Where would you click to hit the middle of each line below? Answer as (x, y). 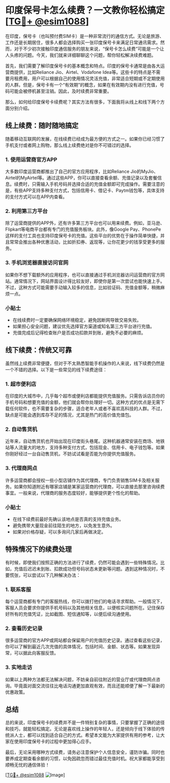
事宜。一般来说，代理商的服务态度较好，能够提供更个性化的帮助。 (74, 493)
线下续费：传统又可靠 (38, 350)
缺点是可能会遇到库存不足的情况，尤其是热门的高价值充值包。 (70, 415)
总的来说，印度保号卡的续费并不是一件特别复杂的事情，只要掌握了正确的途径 (85, 723)
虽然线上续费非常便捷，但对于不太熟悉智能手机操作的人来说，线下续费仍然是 (85, 363)
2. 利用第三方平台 (27, 211)
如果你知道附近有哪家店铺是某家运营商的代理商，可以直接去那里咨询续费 (89, 487)
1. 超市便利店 (21, 384)
